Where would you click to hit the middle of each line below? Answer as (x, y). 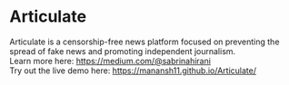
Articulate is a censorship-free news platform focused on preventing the (144, 42)
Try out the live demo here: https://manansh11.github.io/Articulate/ (133, 71)
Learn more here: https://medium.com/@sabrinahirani (110, 61)
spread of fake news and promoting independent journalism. (123, 51)
